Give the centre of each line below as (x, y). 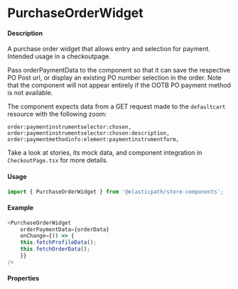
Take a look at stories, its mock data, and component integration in (105, 153)
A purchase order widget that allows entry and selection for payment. (109, 49)
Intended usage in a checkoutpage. (59, 56)
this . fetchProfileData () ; (59, 243)
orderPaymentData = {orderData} (65, 229)
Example (21, 208)
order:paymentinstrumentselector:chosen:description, (89, 133)
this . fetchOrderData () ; (55, 249)
